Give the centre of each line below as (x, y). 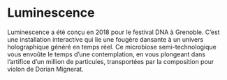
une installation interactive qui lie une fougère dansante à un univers (105, 39)
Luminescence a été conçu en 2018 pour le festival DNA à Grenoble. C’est (113, 32)
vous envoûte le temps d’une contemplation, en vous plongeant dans (107, 54)
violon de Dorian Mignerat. (45, 69)
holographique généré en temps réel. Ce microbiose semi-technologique (112, 47)
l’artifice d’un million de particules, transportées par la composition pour (111, 61)
